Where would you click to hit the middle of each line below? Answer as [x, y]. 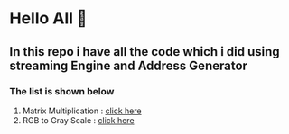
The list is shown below [62, 91]
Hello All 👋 [48, 18]
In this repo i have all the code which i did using [144, 52]
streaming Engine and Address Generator [129, 65]
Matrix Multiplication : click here [82, 111]
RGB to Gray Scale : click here [78, 120]
